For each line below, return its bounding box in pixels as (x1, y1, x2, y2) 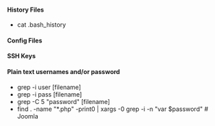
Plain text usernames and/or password (7, 67, 120, 75)
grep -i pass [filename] (16, 90, 82, 99)
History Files (7, 5, 45, 14)
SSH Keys (7, 52, 36, 60)
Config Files (7, 36, 43, 45)
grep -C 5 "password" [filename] (16, 97, 111, 105)
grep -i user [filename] (16, 83, 81, 91)
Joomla (16, 112, 39, 120)
